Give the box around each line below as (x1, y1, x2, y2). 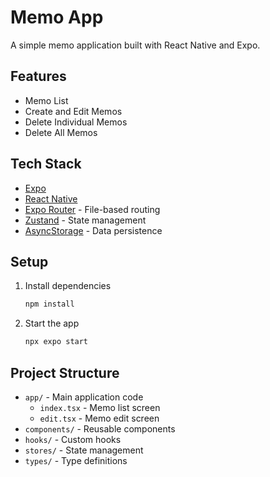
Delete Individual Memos (24, 116, 128, 128)
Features (10, 68, 67, 85)
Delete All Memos (24, 126, 98, 138)
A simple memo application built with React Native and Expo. (10, 39, 261, 51)
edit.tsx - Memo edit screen (39, 412, 160, 424)
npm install (24, 299, 75, 310)
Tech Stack (10, 156, 82, 173)
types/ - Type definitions (24, 454, 128, 466)
